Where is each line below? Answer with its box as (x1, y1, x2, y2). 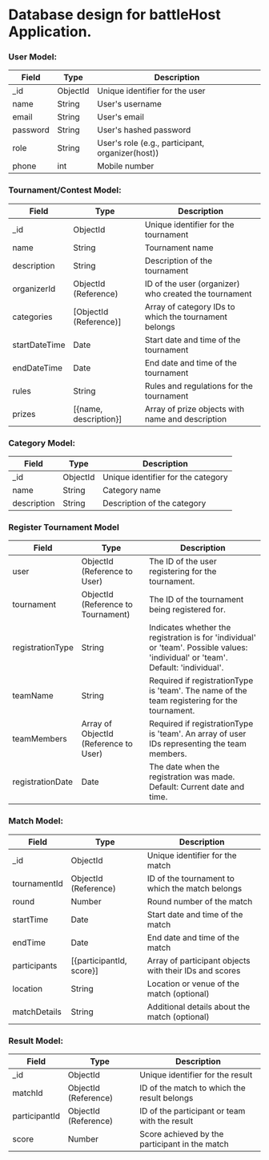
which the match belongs (147, 883, 243, 894)
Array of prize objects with (144, 403, 245, 414)
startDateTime (12, 339, 66, 350)
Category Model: (8, 437, 76, 448)
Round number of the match (147, 895, 253, 907)
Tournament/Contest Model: (8, 184, 122, 196)
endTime (12, 936, 46, 948)
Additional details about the (147, 1000, 251, 1012)
